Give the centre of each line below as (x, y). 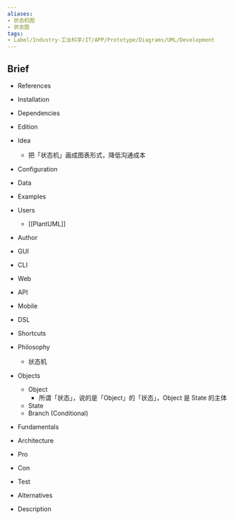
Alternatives (35, 495)
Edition (27, 126)
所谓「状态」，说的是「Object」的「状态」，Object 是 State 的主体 (133, 398)
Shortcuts (32, 333)
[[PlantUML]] (47, 224)
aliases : (20, 14)
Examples (32, 196)
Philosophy (34, 347)
